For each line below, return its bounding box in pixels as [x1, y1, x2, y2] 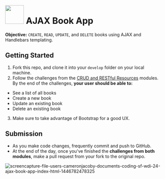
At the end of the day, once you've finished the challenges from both [12, 148, 155, 154]
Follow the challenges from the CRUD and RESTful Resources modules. [12, 75, 159, 81]
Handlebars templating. [5, 37, 53, 43]
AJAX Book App [25, 15, 93, 27]
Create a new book [12, 95, 52, 101]
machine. [12, 69, 32, 75]
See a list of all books [12, 90, 57, 96]
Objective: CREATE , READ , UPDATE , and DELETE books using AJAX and [5, 31, 142, 37]
